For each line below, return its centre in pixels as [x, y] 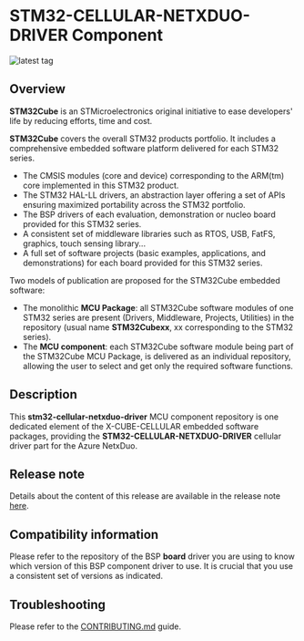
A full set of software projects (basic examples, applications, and [144, 253]
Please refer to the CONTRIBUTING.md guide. [96, 626]
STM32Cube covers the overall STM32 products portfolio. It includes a [142, 139]
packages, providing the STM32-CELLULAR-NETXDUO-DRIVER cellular [146, 436]
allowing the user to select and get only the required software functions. [158, 366]
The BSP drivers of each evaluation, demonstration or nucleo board [149, 214]
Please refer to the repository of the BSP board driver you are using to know [152, 556]
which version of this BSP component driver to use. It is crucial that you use [152, 566]
